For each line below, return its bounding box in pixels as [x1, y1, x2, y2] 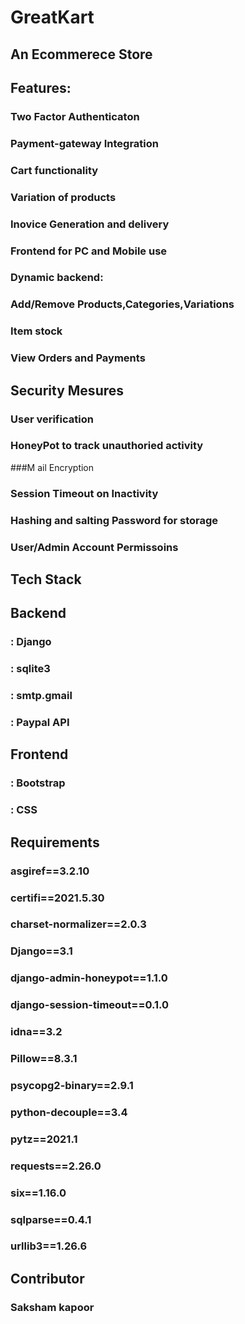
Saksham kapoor [10, 1300, 95, 1314]
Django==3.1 [10, 944, 73, 958]
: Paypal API [10, 716, 70, 730]
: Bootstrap [10, 776, 66, 790]
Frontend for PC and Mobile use [10, 244, 168, 258]
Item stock [10, 324, 63, 338]
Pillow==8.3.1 [10, 1052, 78, 1066]
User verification [10, 412, 94, 426]
